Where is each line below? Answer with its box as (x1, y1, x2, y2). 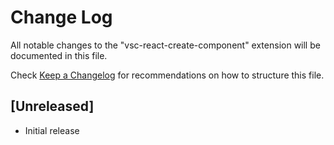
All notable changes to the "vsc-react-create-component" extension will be (10, 39, 321, 51)
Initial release (24, 124, 80, 136)
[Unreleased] (10, 98, 95, 115)
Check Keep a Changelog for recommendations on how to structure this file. (10, 69, 325, 81)
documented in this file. (10, 49, 108, 61)
